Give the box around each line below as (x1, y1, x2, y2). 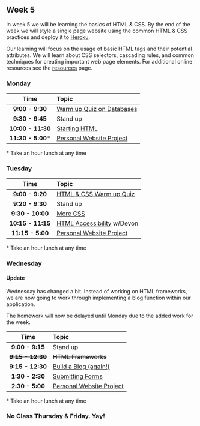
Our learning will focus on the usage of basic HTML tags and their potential (6, 45, 192, 52)
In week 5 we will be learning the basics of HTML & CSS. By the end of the (6, 20, 191, 28)
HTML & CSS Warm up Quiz (56, 190, 135, 199)
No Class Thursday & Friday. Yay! (6, 412, 105, 421)
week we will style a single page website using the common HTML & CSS (6, 27, 188, 34)
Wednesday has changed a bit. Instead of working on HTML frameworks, (6, 287, 187, 295)
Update (6, 274, 25, 281)
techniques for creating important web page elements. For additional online (6, 58, 193, 65)
